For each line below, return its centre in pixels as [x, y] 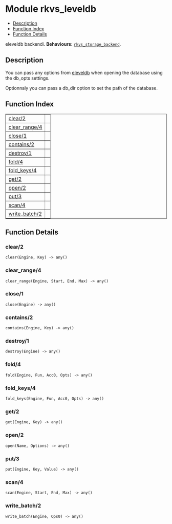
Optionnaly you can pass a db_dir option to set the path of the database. [81, 88]
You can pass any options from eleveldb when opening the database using [84, 72]
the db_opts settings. [27, 78]
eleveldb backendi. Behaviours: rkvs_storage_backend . [63, 44]
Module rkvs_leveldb [51, 9]
